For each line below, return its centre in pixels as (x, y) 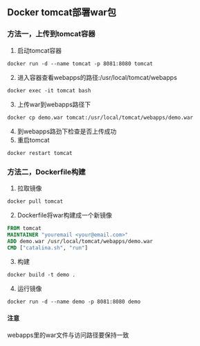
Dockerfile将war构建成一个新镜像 (65, 215)
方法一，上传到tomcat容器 (51, 34)
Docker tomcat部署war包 (62, 13)
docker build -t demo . (42, 275)
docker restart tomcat (40, 153)
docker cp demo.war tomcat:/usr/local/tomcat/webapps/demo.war (100, 117)
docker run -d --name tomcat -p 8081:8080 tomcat (80, 64)
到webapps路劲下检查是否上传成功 (67, 131)
